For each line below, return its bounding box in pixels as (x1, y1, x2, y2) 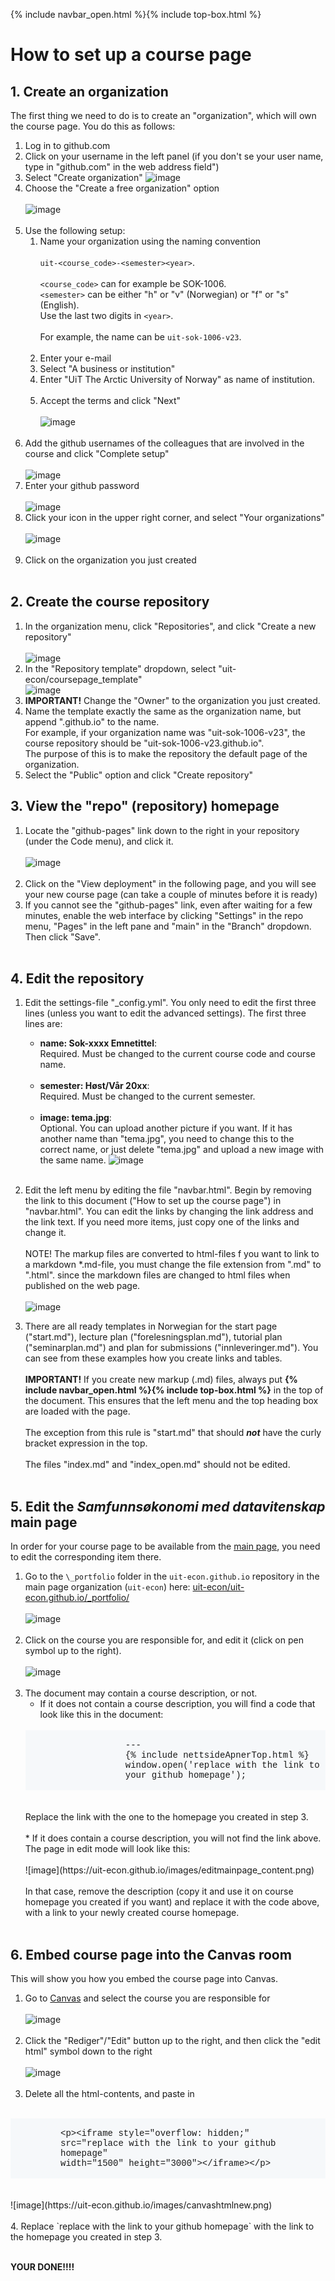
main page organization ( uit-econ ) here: (24, 1581, 191, 1593)
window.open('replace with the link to (124, 1760, 320, 1771)
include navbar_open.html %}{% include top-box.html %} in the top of (24, 1384, 324, 1396)
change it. (24, 1227, 67, 1239)
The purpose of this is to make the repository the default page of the (24, 747, 308, 759)
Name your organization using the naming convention (39, 235, 262, 247)
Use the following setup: (24, 225, 126, 236)
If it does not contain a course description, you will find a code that (39, 1698, 316, 1710)
